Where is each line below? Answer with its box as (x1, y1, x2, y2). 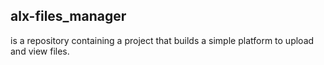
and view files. (10, 45, 70, 57)
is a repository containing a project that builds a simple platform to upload (10, 34, 315, 46)
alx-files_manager (10, 8, 127, 25)
